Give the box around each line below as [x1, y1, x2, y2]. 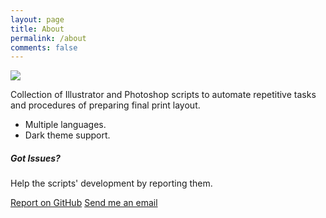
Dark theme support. [24, 129, 111, 141]
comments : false [10, 42, 78, 53]
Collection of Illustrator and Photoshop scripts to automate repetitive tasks [10, 89, 317, 101]
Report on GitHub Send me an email [10, 197, 158, 209]
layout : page [10, 14, 65, 25]
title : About [10, 24, 65, 34]
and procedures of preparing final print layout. [10, 99, 201, 111]
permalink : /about [10, 33, 87, 43]
